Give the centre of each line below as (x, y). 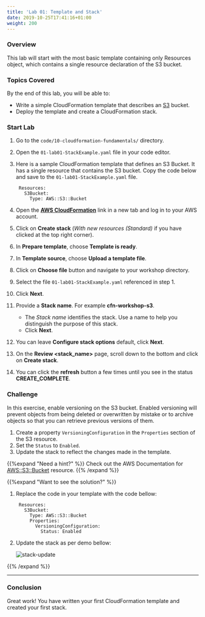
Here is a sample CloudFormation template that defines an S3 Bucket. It (105, 164)
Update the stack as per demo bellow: (63, 543)
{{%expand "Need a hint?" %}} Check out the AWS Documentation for (95, 464)
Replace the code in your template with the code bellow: (86, 493)
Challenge (23, 394)
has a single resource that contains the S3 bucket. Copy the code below (106, 170)
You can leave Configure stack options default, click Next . (90, 342)
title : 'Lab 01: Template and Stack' (55, 12)
